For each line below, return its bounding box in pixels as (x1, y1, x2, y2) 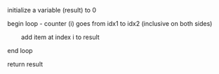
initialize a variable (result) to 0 (7, 6, 97, 14)
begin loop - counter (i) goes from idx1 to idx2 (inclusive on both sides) (7, 20, 213, 27)
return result (7, 60, 44, 68)
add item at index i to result (20, 33, 100, 41)
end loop (7, 47, 33, 54)
